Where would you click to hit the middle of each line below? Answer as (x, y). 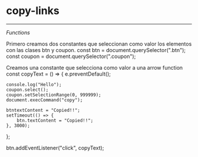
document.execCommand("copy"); (44, 100)
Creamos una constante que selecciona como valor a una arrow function (95, 67)
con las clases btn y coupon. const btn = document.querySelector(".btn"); (96, 50)
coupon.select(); (27, 90)
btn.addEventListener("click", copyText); (55, 148)
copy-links (33, 11)
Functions (18, 32)
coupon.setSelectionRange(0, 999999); (54, 95)
